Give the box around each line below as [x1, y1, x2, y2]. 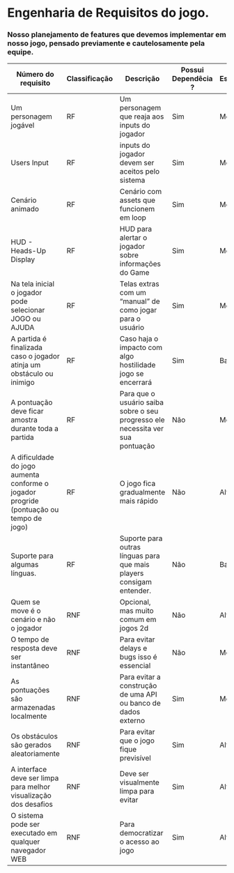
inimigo [10, 378, 35, 388]
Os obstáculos [10, 731, 58, 741]
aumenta [10, 470, 40, 480]
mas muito [119, 606, 155, 616]
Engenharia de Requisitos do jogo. [7, 5, 210, 21]
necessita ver [119, 424, 164, 434]
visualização [10, 791, 52, 800]
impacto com [119, 343, 163, 353]
